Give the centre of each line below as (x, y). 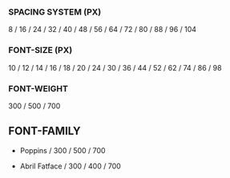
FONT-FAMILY (45, 131)
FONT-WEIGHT (38, 88)
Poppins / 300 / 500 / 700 (63, 150)
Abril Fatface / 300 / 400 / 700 (71, 166)
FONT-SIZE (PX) (40, 51)
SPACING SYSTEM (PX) (55, 12)
